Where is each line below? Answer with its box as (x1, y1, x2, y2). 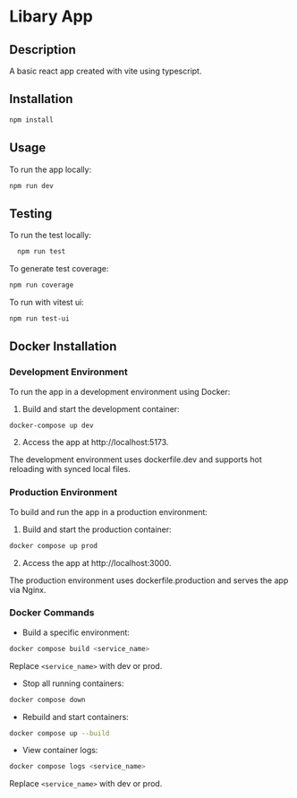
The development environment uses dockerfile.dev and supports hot (9, 454, 262, 465)
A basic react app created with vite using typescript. (9, 65, 202, 76)
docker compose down (9, 695, 87, 704)
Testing (9, 206, 53, 221)
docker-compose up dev (9, 421, 94, 430)
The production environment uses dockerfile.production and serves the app (9, 575, 289, 586)
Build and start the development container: (21, 403, 181, 414)
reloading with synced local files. (9, 464, 132, 475)
